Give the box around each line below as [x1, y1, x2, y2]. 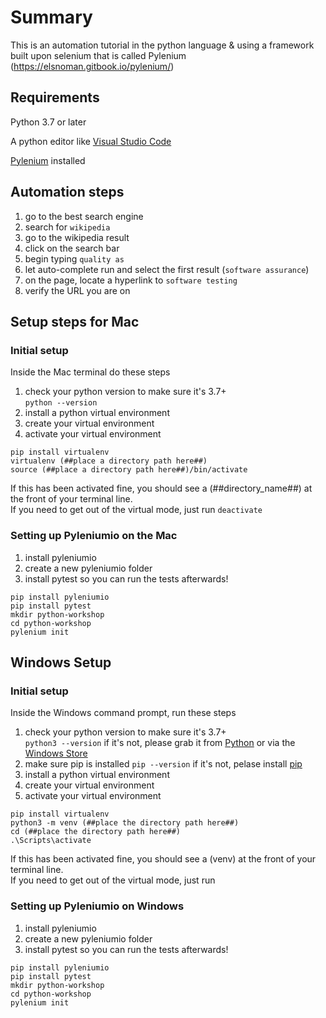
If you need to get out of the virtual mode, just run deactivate [10, 504, 263, 516]
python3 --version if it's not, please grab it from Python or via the [24, 737, 296, 749]
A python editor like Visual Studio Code [10, 135, 172, 147]
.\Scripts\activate [10, 836, 92, 846]
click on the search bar [24, 242, 120, 254]
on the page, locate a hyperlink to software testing [24, 274, 238, 286]
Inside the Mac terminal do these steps [10, 366, 171, 378]
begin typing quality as [24, 252, 125, 265]
